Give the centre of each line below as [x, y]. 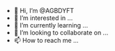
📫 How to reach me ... [46, 40]
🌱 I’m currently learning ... [51, 25]
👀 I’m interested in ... [43, 18]
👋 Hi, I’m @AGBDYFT [44, 11]
